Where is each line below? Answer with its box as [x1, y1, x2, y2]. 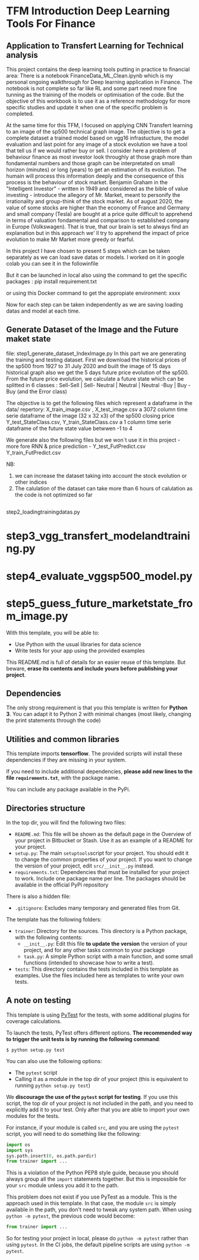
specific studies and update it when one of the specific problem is [6, 104, 168, 111]
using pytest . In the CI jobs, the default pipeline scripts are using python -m [6, 1241, 190, 1248]
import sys [6, 1147, 33, 1153]
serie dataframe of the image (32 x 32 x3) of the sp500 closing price [6, 412, 175, 419]
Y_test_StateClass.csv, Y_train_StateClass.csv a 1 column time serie [6, 418, 171, 425]
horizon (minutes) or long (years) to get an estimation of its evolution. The [6, 166, 187, 173]
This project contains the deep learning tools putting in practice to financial [6, 66, 190, 73]
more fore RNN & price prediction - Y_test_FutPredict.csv [6, 443, 146, 450]
